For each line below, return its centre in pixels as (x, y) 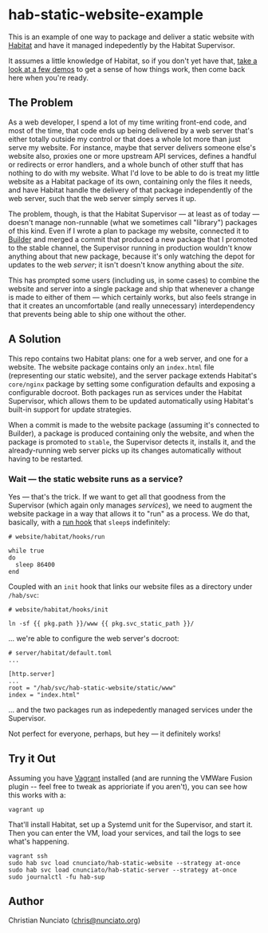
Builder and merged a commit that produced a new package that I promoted (133, 239)
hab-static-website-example (106, 15)
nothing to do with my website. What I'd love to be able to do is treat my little (134, 172)
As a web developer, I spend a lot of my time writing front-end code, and (128, 122)
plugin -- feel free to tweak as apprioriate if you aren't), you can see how (128, 786)
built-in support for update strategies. (70, 409)
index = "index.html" (44, 695)
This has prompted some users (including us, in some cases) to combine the (134, 280)
